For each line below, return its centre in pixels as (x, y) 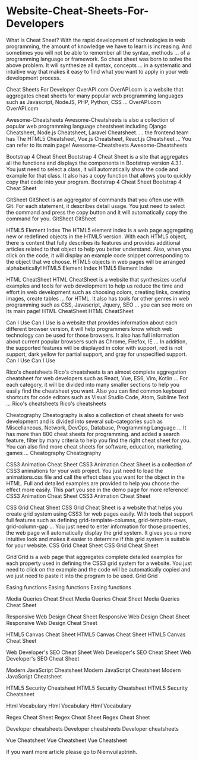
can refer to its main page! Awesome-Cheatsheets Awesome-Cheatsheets (97, 145)
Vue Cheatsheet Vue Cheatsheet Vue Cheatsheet (67, 740)
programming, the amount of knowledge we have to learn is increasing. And (99, 46)
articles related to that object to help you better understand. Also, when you (99, 249)
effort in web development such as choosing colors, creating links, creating (98, 292)
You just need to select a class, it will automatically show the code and (92, 169)
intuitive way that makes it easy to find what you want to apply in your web (97, 71)
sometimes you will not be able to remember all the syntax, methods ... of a (98, 52)
